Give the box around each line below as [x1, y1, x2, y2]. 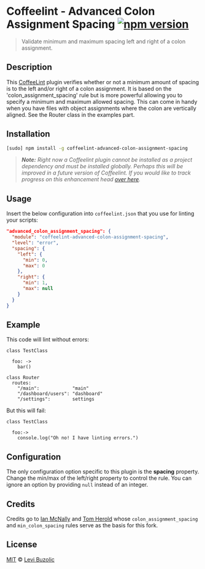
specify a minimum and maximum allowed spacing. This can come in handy [6, 98, 198, 105]
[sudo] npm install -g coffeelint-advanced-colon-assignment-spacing [6, 145, 188, 151]
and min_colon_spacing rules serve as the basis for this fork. [6, 521, 158, 529]
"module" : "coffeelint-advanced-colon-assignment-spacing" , [12, 234, 169, 240]
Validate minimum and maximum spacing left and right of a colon [21, 37, 186, 45]
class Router [6, 375, 40, 381]
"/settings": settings [17, 396, 95, 402]
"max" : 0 [22, 262, 45, 269]
